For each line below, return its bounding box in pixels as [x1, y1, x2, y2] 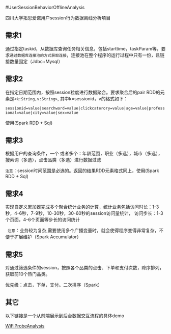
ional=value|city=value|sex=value [5, 110, 79, 115]
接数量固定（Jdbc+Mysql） [5, 58, 63, 64]
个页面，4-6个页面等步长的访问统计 [5, 216, 80, 223]
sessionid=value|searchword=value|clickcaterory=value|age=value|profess [5, 105, 165, 111]
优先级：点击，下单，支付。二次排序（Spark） [5, 282, 103, 288]
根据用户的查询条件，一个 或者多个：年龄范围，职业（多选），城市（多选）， [5, 150, 163, 157]
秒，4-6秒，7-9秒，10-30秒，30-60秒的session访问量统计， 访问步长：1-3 [5, 210, 163, 216]
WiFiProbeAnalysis [5, 323, 45, 329]
